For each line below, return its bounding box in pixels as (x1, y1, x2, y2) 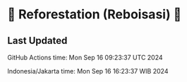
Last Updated (7, 35, 68, 47)
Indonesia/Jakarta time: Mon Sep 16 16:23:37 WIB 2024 (7, 67, 169, 75)
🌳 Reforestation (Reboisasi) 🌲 (7, 6, 182, 23)
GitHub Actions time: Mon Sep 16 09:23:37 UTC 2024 (7, 53, 164, 61)
